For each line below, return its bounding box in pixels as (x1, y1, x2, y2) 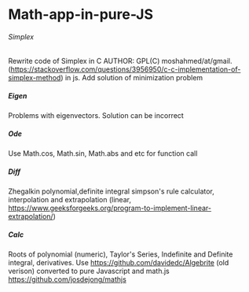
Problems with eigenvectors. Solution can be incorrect (8, 111, 185, 120)
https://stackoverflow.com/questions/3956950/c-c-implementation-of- (10, 65, 241, 74)
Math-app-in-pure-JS (8, 6, 153, 24)
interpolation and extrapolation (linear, (8, 195, 132, 205)
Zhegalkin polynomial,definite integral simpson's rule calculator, (8, 187, 214, 196)
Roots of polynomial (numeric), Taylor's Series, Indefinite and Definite (8, 249, 233, 259)
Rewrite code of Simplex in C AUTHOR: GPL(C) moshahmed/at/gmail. (8, 57, 233, 66)
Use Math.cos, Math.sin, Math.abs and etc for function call (8, 149, 198, 158)
